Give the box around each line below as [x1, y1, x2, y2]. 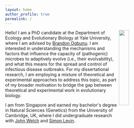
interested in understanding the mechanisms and [5, 45, 105, 52]
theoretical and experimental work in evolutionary [5, 87, 106, 94]
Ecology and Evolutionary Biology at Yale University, [5, 35, 111, 41]
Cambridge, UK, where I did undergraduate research [5, 113, 112, 119]
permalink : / [5, 16, 32, 21]
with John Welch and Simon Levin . [5, 118, 76, 124]
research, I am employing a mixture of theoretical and [5, 72, 114, 78]
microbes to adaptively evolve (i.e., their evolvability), [5, 56, 114, 62]
